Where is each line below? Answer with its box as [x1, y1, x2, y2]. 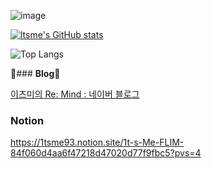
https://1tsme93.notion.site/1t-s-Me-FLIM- [10, 136, 185, 149]
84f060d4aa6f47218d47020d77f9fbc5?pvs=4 [10, 147, 202, 159]
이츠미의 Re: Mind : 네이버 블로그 [10, 88, 140, 100]
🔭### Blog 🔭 [10, 68, 61, 79]
